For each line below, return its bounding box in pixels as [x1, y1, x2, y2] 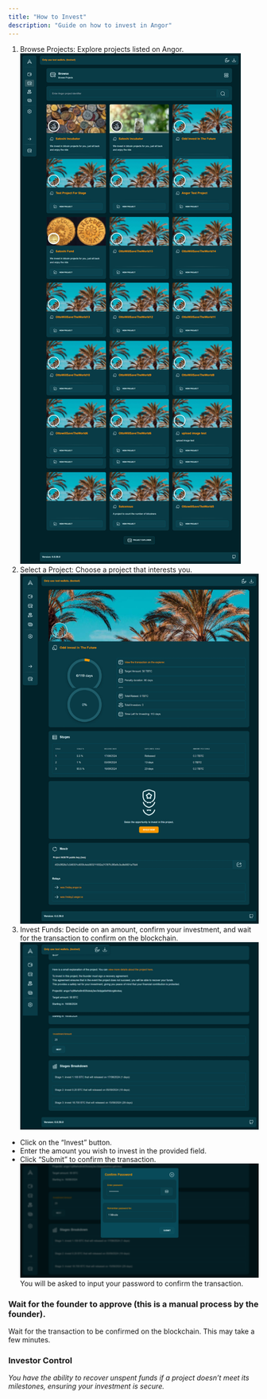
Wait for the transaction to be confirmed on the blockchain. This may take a [8, 1326, 255, 1336]
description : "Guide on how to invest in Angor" [8, 21, 172, 30]
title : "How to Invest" [8, 13, 87, 21]
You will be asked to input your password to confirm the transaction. [19, 1279, 244, 1288]
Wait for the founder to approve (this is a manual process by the [8, 1299, 259, 1310]
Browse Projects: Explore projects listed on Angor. [19, 44, 184, 53]
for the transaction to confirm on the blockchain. [19, 933, 179, 943]
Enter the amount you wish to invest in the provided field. [19, 1146, 207, 1156]
